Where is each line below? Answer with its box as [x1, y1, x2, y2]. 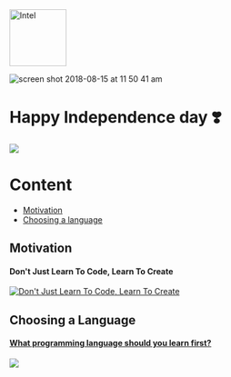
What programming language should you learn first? [9, 338, 212, 349]
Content [9, 174, 73, 195]
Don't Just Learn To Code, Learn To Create [9, 265, 174, 276]
